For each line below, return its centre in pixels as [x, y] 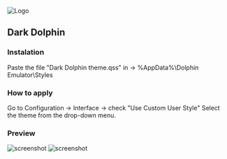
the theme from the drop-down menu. [62, 115]
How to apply [30, 92]
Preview [21, 133]
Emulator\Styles [30, 75]
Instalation [26, 52]
